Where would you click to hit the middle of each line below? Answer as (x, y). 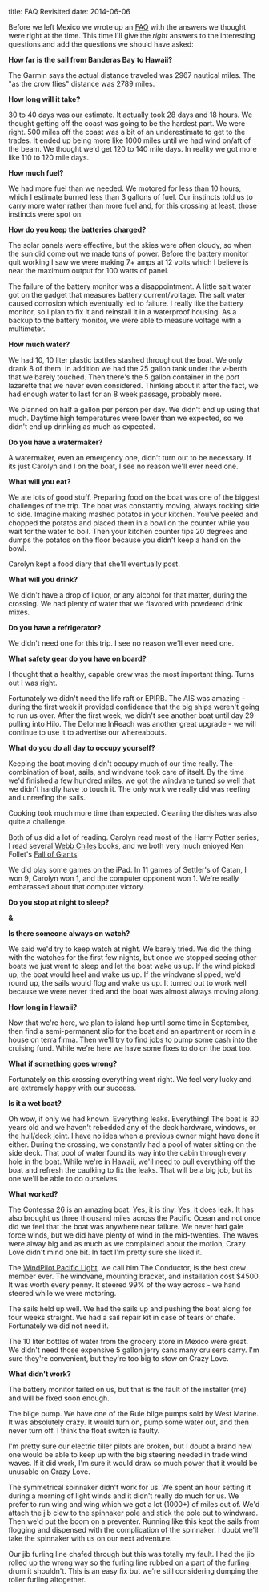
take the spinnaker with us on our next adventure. (90, 1538)
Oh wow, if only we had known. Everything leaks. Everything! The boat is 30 (134, 1119)
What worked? (33, 1194)
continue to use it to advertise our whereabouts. (87, 732)
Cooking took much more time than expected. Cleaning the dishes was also (133, 813)
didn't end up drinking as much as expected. (82, 427)
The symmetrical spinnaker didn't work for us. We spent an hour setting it (129, 1487)
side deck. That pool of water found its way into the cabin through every (127, 1153)
